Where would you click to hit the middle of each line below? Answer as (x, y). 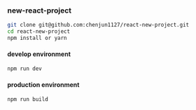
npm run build (28, 99)
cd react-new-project (39, 32)
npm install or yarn (37, 38)
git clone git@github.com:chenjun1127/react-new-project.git (98, 25)
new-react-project (40, 11)
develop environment (39, 54)
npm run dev (24, 69)
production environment (43, 84)
